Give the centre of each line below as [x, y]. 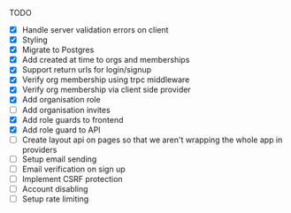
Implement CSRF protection [72, 179]
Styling [35, 40]
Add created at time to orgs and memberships [106, 60]
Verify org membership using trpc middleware [106, 80]
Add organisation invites [66, 110]
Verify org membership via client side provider [107, 90]
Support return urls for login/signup [87, 70]
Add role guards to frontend [73, 119]
